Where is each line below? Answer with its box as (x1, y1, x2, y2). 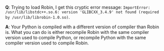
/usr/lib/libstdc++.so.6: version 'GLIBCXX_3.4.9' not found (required (5, 10, 159, 15)
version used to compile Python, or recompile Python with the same (5, 35, 146, 40)
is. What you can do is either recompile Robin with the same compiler (5, 29, 149, 35)
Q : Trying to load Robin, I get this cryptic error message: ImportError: (5, 5, 150, 10)
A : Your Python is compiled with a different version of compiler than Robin (5, 24, 159, 30)
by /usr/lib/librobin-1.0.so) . (5, 14, 70, 20)
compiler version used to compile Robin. (5, 40, 89, 46)
